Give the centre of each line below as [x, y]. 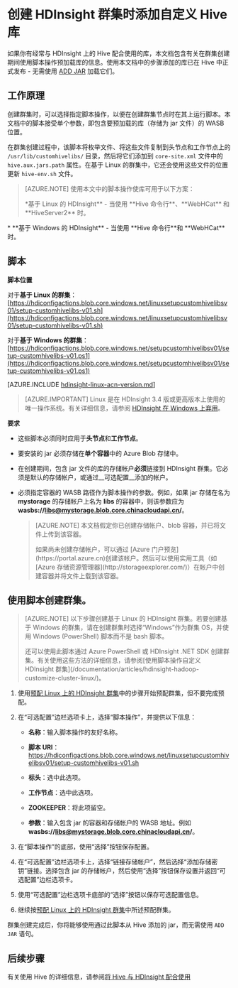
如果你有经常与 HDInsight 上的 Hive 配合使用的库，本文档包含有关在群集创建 [119, 53]
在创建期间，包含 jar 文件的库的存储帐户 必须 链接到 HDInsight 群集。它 [120, 468]
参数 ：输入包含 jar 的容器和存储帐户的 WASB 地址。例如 [109, 823]
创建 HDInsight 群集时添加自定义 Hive [118, 15]
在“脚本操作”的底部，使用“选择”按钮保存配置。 [85, 847]
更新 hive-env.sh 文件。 [42, 173]
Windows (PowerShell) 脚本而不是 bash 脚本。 [101, 636]
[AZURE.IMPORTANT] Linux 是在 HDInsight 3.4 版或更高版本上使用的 [125, 399]
